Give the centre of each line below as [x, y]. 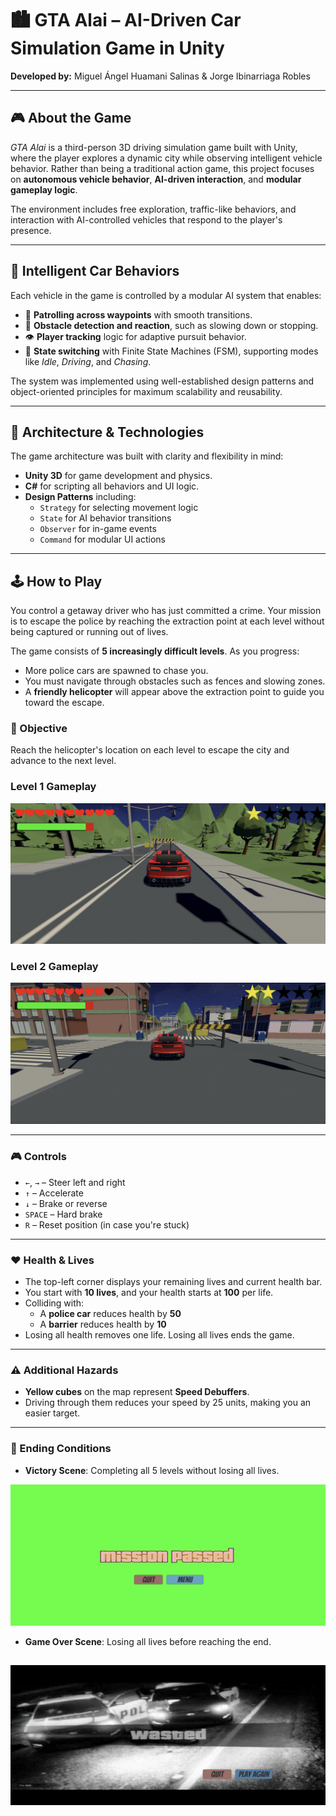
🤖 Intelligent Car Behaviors [95, 271]
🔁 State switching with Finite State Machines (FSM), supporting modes [171, 351]
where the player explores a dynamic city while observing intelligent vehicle [166, 158]
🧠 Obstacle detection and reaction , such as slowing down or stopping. [171, 325]
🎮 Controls [38, 1157]
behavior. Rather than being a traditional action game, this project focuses [162, 168]
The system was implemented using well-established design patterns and [162, 381]
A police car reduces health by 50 [110, 1313]
